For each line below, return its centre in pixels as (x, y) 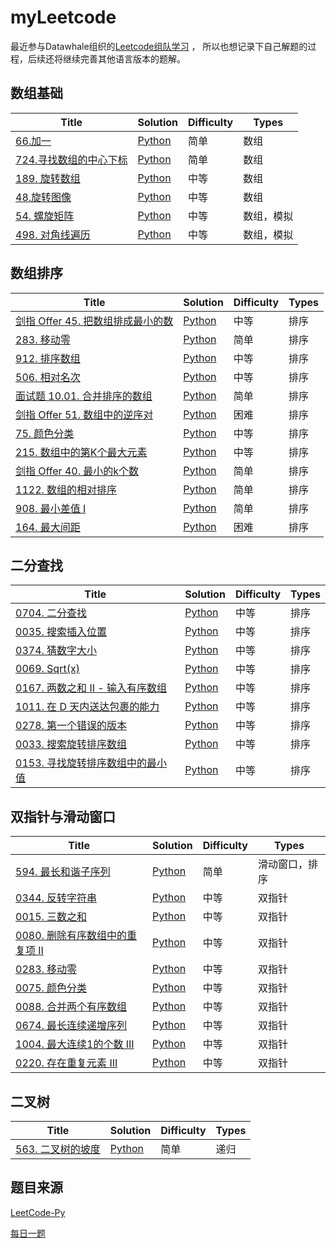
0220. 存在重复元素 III (66, 1063)
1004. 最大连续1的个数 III (75, 1044)
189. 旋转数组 (48, 178)
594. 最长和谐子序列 (63, 872)
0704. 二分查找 (51, 613)
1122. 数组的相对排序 (66, 489)
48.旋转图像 (43, 197)
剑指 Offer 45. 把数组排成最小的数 (94, 321)
